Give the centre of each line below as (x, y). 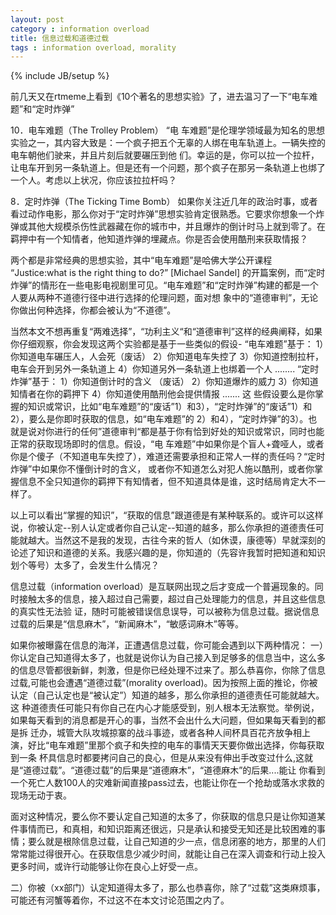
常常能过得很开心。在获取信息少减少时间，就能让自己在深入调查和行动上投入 (168, 854)
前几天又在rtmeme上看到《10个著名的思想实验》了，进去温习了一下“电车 (160, 97)
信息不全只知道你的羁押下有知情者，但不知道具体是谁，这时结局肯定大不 (167, 482)
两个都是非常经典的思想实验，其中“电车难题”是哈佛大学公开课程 (141, 260)
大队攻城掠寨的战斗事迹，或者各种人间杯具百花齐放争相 (187, 733)
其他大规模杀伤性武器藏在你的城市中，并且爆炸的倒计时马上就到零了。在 (176, 227)
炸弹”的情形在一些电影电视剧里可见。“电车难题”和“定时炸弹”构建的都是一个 (164, 285)
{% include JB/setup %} (60, 76)
